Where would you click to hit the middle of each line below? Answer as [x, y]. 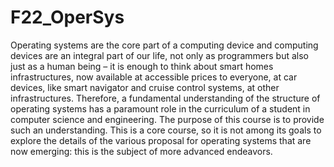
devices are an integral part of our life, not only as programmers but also [159, 55]
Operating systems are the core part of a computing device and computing [164, 45]
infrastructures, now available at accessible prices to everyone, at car [154, 77]
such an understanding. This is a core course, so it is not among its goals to [166, 130]
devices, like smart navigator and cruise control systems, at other [145, 87]
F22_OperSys [67, 17]
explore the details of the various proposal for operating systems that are [161, 140]
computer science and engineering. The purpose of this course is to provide [167, 119]
